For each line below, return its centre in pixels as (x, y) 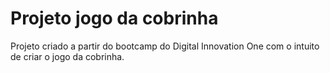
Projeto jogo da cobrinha (114, 18)
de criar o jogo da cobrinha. (67, 56)
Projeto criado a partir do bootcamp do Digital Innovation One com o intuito (165, 46)
